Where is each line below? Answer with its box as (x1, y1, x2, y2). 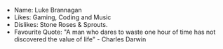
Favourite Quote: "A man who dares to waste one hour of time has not (13, 28, 216, 36)
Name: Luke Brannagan (13, 6, 82, 14)
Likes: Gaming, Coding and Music (13, 13, 111, 21)
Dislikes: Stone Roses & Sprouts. (13, 21, 108, 28)
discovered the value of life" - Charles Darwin (13, 35, 147, 43)
